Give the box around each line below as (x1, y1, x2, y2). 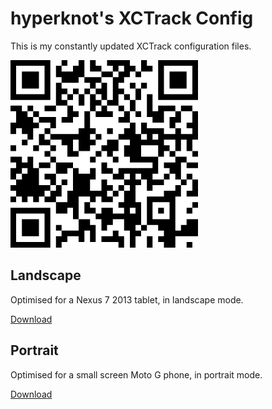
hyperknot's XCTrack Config (10, 7, 254, 30)
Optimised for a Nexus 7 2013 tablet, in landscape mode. (10, 293, 244, 306)
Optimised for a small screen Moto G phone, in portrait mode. (10, 368, 263, 381)
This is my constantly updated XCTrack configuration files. (10, 40, 252, 52)
